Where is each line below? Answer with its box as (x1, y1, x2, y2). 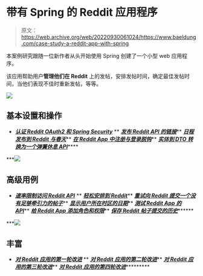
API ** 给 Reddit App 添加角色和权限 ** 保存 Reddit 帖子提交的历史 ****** (14, 207, 194, 214)
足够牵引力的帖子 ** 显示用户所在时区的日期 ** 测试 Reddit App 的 (20, 199, 182, 207)
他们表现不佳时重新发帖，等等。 (22, 80, 101, 87)
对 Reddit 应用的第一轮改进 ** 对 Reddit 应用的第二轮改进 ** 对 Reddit (14, 256, 187, 263)
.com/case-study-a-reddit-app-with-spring (21, 40, 129, 47)
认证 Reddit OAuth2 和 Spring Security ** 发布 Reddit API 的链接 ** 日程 (14, 128, 195, 135)
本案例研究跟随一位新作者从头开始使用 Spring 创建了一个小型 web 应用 (6, 52, 182, 59)
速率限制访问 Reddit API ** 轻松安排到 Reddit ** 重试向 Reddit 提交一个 (14, 192, 191, 199)
